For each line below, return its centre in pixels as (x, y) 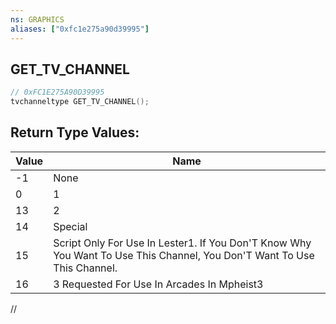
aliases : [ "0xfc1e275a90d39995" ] (80, 29)
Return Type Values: (75, 132)
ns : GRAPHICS (37, 19)
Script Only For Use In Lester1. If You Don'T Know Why (182, 243)
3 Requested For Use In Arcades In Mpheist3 (158, 284)
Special (70, 226)
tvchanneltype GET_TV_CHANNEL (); (80, 102)
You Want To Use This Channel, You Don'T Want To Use (184, 255)
